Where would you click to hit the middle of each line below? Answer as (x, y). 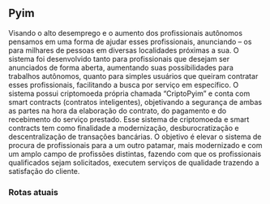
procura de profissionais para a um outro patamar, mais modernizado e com (135, 145)
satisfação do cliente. (44, 171)
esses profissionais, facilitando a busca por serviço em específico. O (124, 85)
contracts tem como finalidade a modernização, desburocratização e (124, 128)
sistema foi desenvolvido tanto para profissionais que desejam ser (119, 59)
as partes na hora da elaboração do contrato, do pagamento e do (118, 111)
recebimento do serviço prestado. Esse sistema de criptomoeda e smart (129, 119)
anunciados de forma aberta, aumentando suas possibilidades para (121, 67)
